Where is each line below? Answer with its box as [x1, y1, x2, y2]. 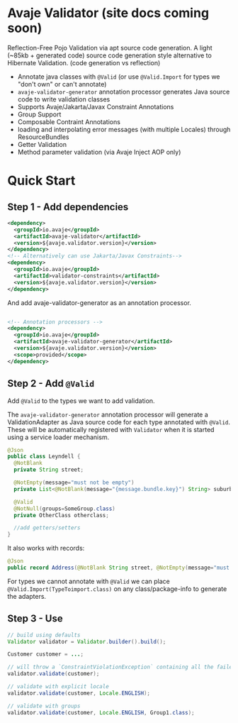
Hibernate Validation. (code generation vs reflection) [7, 58, 161, 67]
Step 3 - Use [7, 612, 63, 625]
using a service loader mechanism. [7, 433, 110, 441]
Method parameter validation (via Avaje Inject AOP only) [17, 148, 181, 156]
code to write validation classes [17, 94, 110, 104]
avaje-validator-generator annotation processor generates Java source [17, 87, 230, 96]
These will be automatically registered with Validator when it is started [7, 425, 215, 434]
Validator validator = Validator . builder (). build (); [7, 638, 166, 645]
